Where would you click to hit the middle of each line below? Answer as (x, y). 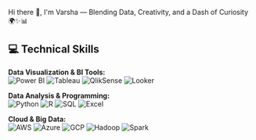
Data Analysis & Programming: (59, 95)
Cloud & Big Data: (37, 119)
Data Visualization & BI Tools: (57, 72)
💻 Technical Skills (54, 50)
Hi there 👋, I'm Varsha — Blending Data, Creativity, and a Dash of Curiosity (128, 12)
